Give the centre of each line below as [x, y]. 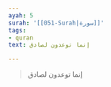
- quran [21, 38]
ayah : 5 [21, 15]
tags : [17, 30]
